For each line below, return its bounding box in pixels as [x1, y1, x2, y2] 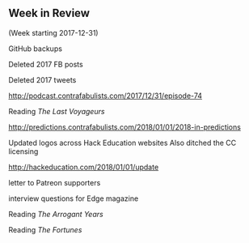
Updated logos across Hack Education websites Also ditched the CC [8, 138, 237, 147]
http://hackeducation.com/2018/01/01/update [8, 162, 159, 172]
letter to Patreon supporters [8, 177, 101, 187]
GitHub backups [8, 44, 63, 53]
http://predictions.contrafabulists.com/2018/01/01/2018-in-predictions [8, 122, 241, 132]
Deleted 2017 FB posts [8, 59, 83, 69]
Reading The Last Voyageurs [8, 106, 105, 116]
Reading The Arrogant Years [8, 209, 103, 219]
